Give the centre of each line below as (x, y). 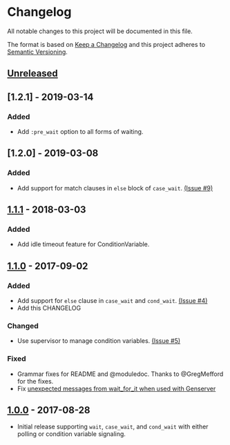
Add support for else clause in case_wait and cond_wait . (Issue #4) (112, 301)
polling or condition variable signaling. (71, 434)
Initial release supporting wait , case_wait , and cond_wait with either (113, 427)
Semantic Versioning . (37, 52)
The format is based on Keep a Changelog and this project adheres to (106, 44)
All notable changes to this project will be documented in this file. (100, 31)
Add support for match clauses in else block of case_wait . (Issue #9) (115, 188)
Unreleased (33, 73)
